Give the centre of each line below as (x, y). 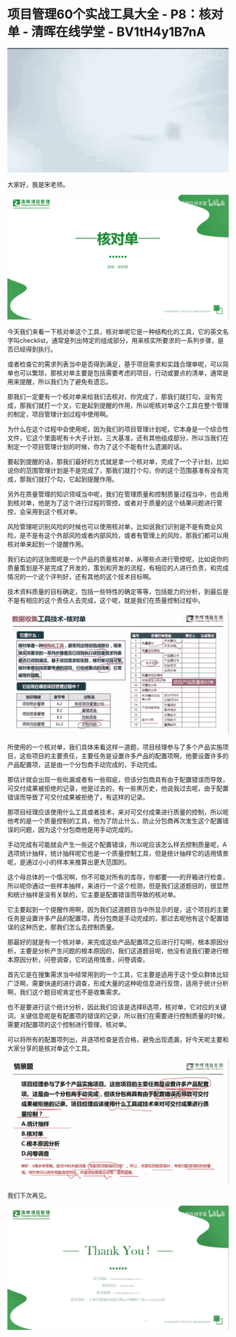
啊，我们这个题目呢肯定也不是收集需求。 (66, 992)
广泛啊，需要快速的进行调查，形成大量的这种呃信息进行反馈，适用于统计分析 (118, 984)
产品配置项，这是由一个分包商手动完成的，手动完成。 (84, 765)
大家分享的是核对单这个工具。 (50, 1048)
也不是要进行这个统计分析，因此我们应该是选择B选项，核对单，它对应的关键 (117, 1007)
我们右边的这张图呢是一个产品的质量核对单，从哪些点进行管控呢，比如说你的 (118, 559)
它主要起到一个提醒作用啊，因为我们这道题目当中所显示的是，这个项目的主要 (118, 910)
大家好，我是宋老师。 (38, 185)
